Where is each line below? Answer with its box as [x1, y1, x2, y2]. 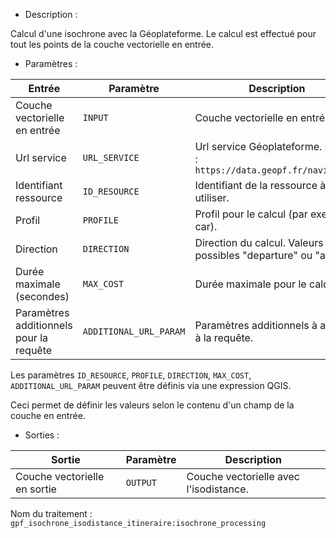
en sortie [15, 482, 57, 496]
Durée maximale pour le [194, 277, 307, 291]
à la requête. [194, 331, 254, 344]
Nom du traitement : [10, 508, 93, 519]
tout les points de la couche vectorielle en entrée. [10, 39, 215, 50]
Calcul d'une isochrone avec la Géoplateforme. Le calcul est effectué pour [10, 28, 317, 39]
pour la [15, 331, 49, 344]
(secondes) [15, 290, 70, 303]
